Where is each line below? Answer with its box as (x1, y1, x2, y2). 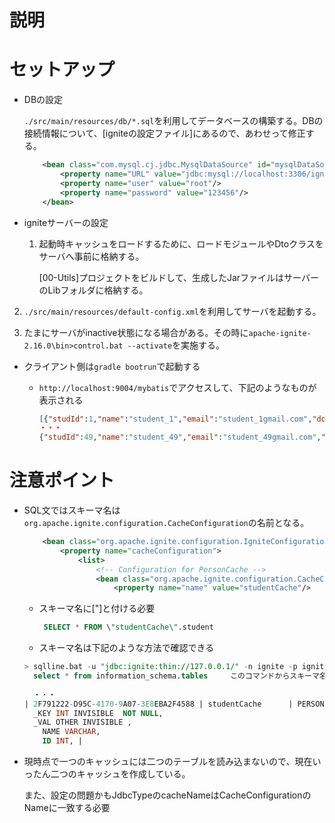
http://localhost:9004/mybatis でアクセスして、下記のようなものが (38, 381, 317, 393)
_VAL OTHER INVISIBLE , (33, 717, 132, 728)
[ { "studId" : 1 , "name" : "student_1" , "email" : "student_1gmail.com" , (38, 414, 313, 424)
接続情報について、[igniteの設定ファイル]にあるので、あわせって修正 (23, 127, 306, 140)
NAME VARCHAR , (42, 727, 101, 737)
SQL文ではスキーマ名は (23, 504, 121, 516)
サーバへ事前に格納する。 (38, 250, 145, 262)
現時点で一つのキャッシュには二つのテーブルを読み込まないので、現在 (23, 756, 313, 768)
